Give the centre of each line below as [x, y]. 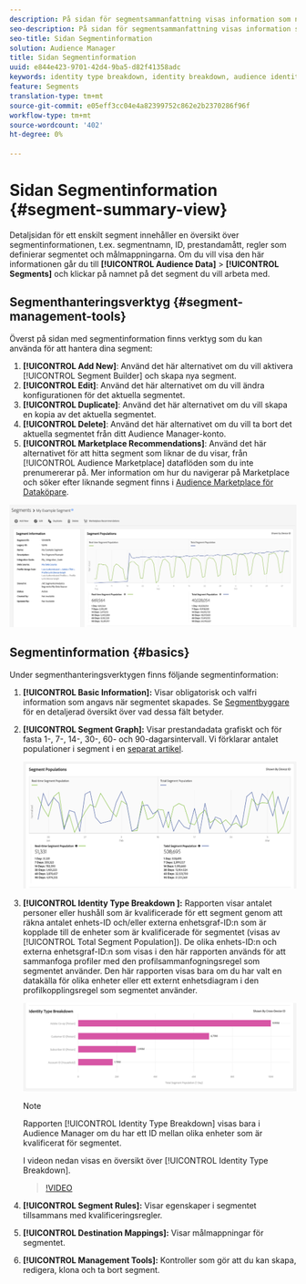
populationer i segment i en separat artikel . [103, 748]
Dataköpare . [46, 491]
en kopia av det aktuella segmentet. [89, 414]
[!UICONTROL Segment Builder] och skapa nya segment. [129, 375]
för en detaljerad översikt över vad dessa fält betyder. [123, 712]
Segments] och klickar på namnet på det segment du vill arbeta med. [140, 273]
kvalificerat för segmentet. [72, 1143]
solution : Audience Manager [63, 48]
